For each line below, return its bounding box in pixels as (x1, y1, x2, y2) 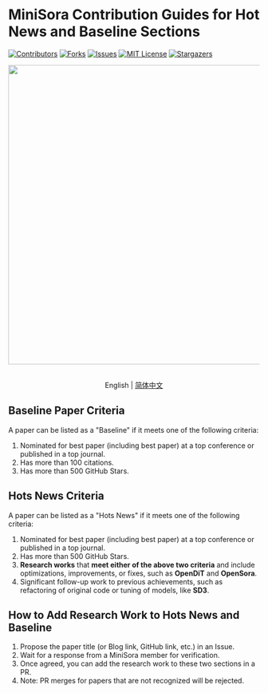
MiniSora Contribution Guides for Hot (8, 6, 260, 24)
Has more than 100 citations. (19, 457, 114, 467)
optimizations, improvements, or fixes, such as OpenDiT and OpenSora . (19, 568, 258, 578)
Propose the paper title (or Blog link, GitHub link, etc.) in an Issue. (19, 642, 235, 651)
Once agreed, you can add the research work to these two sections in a (19, 659, 255, 668)
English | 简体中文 (104, 380, 164, 390)
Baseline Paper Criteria (8, 404, 125, 418)
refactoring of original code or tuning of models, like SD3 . (19, 585, 210, 595)
